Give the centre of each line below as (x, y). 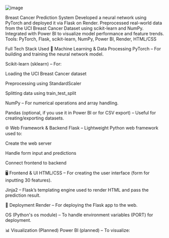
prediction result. (23, 195)
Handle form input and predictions (41, 153)
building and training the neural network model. (54, 54)
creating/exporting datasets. (35, 118)
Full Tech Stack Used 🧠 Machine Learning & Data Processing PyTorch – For (83, 49)
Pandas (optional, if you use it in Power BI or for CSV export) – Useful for (81, 113)
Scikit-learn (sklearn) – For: (34, 64)
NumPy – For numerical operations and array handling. (62, 103)
